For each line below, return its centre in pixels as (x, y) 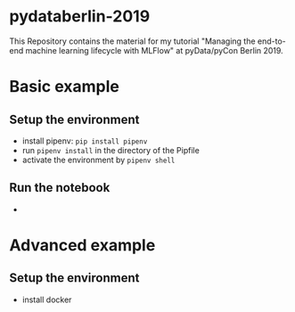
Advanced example (82, 245)
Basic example (65, 87)
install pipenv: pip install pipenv (85, 141)
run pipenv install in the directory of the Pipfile (111, 150)
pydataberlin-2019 (80, 16)
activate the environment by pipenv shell (98, 160)
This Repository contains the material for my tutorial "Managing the (132, 41)
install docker (47, 300)
